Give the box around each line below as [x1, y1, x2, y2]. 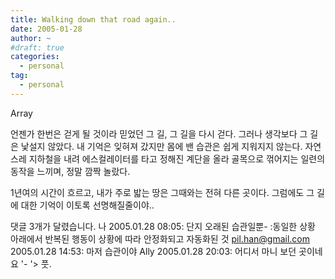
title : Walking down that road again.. [10, 14, 177, 25]
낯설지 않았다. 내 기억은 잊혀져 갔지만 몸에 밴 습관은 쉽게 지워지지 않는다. [20, 140, 303, 152]
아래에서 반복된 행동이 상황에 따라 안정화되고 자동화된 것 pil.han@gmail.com [10, 232, 311, 245]
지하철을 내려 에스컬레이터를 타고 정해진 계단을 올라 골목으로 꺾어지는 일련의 [28, 152, 326, 165]
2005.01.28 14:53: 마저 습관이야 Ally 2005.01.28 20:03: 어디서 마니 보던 [10, 245, 297, 257]
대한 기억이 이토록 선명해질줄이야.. [20, 199, 155, 211]
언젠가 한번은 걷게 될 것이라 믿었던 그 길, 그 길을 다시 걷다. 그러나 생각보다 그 [10, 127, 308, 140]
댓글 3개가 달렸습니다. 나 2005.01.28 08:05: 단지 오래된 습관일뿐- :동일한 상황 [10, 220, 316, 232]
